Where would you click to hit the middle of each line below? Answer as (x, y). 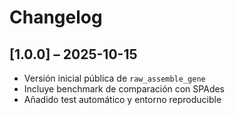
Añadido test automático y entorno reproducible (122, 99)
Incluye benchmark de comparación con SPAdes (124, 89)
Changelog (56, 17)
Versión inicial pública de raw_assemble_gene (114, 78)
